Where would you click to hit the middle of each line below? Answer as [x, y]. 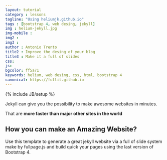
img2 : [12, 38]
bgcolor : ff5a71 [22, 71]
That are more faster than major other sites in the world [64, 113]
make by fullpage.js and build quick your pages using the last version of [79, 146]
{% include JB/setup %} [30, 94]
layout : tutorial [23, 10]
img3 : [12, 43]
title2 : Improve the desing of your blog [50, 52]
